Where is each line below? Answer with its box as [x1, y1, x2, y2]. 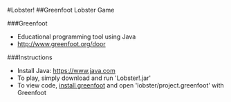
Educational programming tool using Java [17, 32, 136, 41]
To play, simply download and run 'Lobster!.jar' [17, 74, 151, 82]
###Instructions [7, 53, 53, 61]
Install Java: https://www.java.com [17, 67, 116, 74]
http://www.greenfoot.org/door [17, 40, 106, 48]
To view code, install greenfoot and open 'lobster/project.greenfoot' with [17, 81, 225, 89]
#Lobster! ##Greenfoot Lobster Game [7, 6, 115, 14]
